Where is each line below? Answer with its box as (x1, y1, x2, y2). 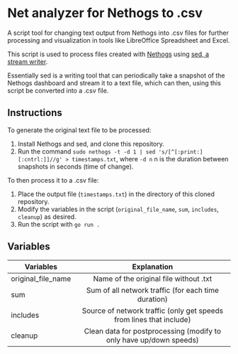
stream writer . (7, 57, 48, 65)
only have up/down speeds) (106, 335, 200, 345)
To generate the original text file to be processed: (7, 126, 152, 134)
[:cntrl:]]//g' (17, 156, 63, 163)
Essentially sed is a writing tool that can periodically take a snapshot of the (7, 71, 225, 80)
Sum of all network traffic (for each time (86, 285, 220, 295)
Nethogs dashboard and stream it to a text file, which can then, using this (7, 78, 222, 87)
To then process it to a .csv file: (7, 176, 99, 184)
